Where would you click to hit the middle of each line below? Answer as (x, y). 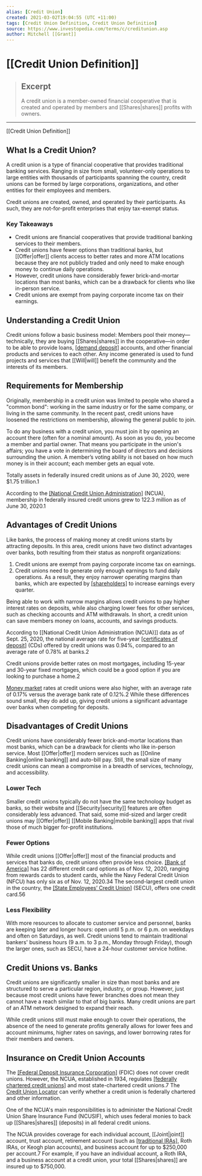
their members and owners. (41, 1039)
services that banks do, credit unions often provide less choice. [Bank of (96, 862)
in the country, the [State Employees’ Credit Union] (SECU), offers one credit (101, 888)
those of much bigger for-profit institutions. (60, 827)
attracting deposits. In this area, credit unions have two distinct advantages (99, 546)
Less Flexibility (29, 910)
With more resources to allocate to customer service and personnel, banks (99, 923)
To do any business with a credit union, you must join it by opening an (93, 431)
